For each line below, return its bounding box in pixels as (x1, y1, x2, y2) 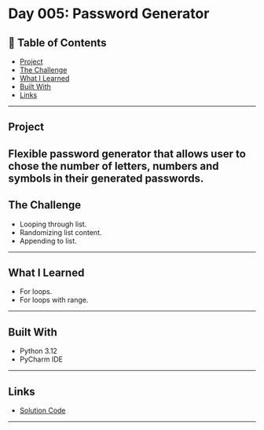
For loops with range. (19, 296, 89, 305)
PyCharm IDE (19, 355, 63, 364)
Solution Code (19, 406, 66, 415)
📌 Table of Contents (8, 36, 107, 50)
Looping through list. (19, 219, 87, 229)
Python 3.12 (19, 347, 57, 356)
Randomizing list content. (19, 227, 102, 237)
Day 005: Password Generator (8, 5, 210, 23)
